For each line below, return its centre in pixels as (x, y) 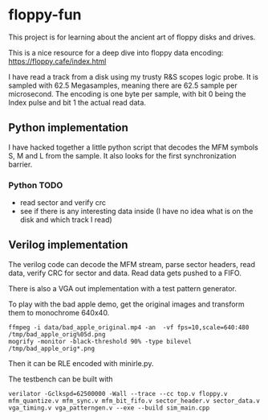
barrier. (20, 164)
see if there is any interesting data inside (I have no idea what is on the (136, 212)
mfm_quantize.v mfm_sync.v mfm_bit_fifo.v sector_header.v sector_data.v (134, 401)
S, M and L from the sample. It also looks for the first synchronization (122, 155)
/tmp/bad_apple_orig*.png (51, 348)
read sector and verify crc (63, 203)
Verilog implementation (68, 245)
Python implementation (68, 128)
